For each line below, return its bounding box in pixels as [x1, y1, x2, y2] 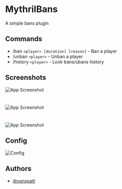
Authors [5, 164, 32, 173]
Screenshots [5, 73, 46, 82]
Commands [5, 35, 43, 43]
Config [5, 137, 27, 145]
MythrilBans [5, 4, 58, 15]
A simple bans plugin [5, 20, 49, 26]
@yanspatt [12, 177, 35, 184]
